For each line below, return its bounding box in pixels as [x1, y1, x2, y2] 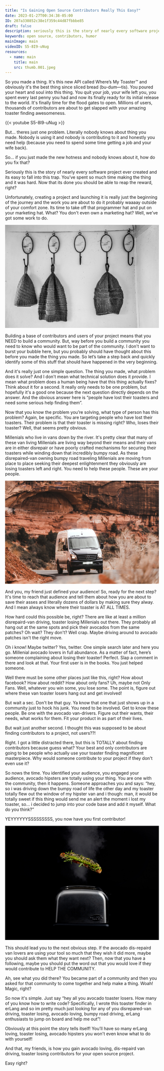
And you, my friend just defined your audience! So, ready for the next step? [5, 589, 157, 595]
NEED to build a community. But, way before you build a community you [5, 338, 150, 344]
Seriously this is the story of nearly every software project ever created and [5, 169, 157, 175]
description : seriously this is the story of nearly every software [5, 28, 147, 34]
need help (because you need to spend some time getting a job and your [5, 140, 151, 146]
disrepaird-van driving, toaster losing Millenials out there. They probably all [5, 619, 156, 625]
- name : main [9, 54, 36, 59]
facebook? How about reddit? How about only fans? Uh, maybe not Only [5, 680, 150, 686]
